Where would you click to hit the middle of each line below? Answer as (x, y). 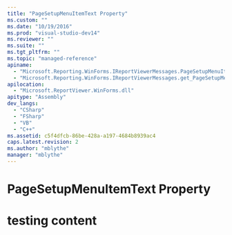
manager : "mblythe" (35, 155)
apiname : (20, 65)
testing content (52, 221)
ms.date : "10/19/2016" (40, 26)
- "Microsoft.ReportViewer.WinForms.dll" (74, 91)
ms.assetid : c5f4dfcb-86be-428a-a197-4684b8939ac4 (81, 135)
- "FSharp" (29, 116)
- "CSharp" (29, 110)
